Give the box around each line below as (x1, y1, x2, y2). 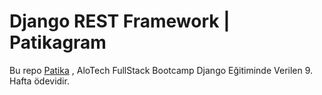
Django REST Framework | (9, 10, 231, 33)
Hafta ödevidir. (9, 75, 70, 87)
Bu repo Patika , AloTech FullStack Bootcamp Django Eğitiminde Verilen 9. (9, 64, 314, 76)
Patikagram (9, 31, 107, 54)
